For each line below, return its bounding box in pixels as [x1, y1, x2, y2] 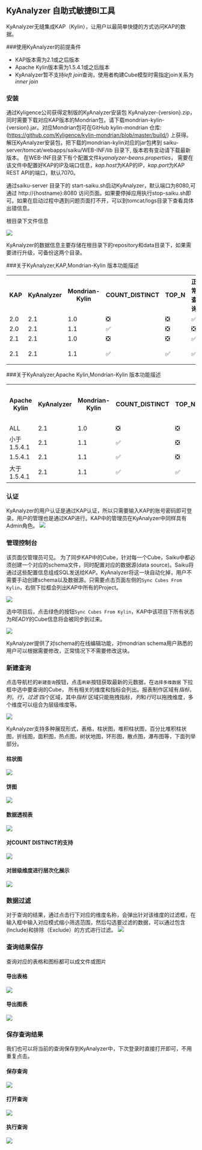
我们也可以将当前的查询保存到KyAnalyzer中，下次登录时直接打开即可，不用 [6, 1045, 192, 1052]
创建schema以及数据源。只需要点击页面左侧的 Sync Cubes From [26, 576, 182, 583]
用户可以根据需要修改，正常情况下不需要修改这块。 [6, 647, 133, 654]
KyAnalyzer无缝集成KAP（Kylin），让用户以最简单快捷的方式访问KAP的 [6, 23, 180, 30]
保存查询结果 [6, 1030, 44, 1038]
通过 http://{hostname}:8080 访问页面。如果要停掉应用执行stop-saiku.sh [6, 189, 186, 197]
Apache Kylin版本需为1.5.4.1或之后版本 [14, 63, 110, 71]
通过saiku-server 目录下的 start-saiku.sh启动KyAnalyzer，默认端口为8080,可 [6, 182, 196, 189]
